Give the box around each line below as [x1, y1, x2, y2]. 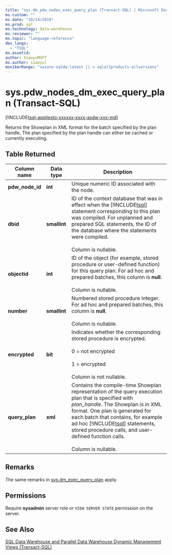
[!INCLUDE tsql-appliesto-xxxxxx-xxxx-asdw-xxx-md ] [5, 115, 118, 121]
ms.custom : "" [5, 12, 36, 17]
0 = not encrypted [71, 347, 115, 354]
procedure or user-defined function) [71, 260, 160, 268]
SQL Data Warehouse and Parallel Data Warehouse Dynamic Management [5, 539, 161, 545]
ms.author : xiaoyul [5, 60, 47, 65]
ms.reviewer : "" [5, 31, 40, 36]
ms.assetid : [5, 50, 31, 55]
